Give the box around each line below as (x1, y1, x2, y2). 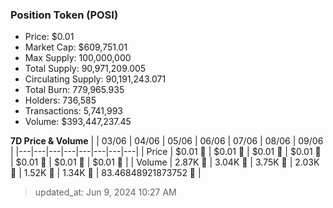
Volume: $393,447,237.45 (24, 116, 132, 128)
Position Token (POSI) (10, 8, 119, 22)
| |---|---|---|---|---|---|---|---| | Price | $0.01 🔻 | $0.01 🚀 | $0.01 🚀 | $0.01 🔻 (10, 146, 322, 158)
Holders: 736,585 (24, 94, 97, 107)
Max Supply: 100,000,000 (24, 52, 132, 64)
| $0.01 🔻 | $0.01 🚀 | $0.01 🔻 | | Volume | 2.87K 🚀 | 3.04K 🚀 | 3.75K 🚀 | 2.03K (10, 156, 320, 168)
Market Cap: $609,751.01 (24, 41, 128, 53)
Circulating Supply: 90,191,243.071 (24, 73, 167, 85)
